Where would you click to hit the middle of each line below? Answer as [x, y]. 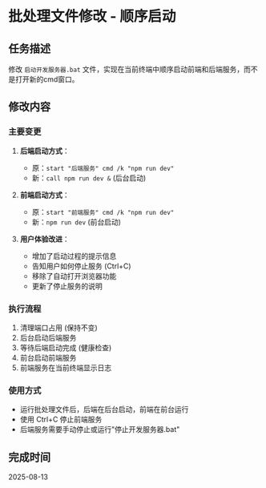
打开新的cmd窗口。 [47, 79]
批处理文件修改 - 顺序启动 [92, 16]
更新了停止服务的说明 [67, 286]
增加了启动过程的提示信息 [74, 256]
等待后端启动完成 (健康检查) [66, 347]
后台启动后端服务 [48, 337]
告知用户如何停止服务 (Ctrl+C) [81, 266]
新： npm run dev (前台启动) [77, 222]
